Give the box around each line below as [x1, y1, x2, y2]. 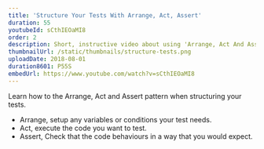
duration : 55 [8, 19, 51, 27]
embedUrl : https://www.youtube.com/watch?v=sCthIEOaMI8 [8, 70, 195, 78]
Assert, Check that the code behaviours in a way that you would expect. [19, 131, 253, 141]
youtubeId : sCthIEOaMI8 [8, 26, 86, 34]
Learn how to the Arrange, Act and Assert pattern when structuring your [8, 91, 242, 100]
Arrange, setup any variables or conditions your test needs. [19, 114, 212, 124]
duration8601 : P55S [8, 63, 72, 71]
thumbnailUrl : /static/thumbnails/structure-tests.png [8, 48, 192, 56]
